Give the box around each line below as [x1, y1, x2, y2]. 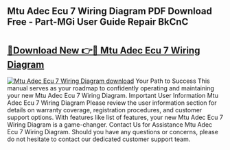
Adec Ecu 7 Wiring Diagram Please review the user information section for [7, 99, 217, 107]
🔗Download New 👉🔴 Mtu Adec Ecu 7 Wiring [7, 45, 200, 56]
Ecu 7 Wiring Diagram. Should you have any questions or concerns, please [7, 128, 218, 136]
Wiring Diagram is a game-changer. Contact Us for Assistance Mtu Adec [7, 121, 213, 129]
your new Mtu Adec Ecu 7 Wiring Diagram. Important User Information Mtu [7, 92, 218, 99]
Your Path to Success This [135, 77, 211, 85]
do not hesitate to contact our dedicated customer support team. [7, 135, 191, 143]
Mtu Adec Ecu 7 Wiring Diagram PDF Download [7, 5, 213, 17]
